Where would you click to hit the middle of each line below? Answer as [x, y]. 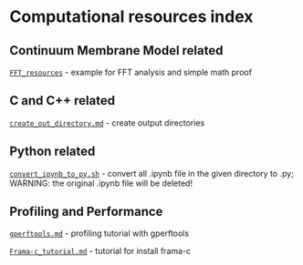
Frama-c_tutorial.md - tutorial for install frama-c [100, 251]
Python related [52, 152]
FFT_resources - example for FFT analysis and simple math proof [131, 72]
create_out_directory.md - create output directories [107, 122]
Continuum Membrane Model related [116, 51]
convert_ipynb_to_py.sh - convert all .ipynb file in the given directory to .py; [152, 173]
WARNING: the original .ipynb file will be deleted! [101, 183]
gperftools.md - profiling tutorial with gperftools [99, 233]
